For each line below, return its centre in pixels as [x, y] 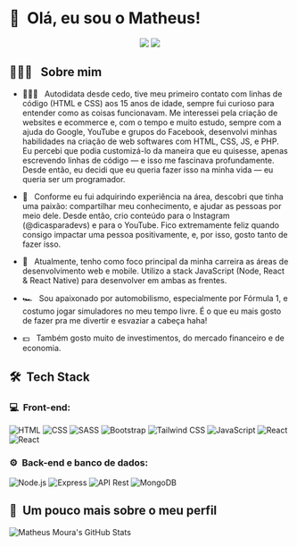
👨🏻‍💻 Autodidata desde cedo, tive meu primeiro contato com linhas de [152, 94]
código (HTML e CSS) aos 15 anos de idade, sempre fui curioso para [148, 103]
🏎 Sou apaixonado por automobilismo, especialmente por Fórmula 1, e [155, 298]
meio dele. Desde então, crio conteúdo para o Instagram [126, 215]
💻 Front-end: [40, 407]
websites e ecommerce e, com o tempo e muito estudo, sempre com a [152, 122]
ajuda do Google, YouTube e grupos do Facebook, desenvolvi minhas [150, 131]
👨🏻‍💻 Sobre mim [56, 72]
